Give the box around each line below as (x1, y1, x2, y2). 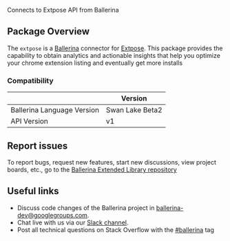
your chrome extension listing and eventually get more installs (7, 59, 183, 67)
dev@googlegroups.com (17, 211, 88, 219)
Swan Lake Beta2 (105, 105, 163, 115)
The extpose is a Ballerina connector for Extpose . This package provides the (7, 44, 223, 52)
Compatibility (7, 76, 54, 85)
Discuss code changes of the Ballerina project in (17, 203, 155, 212)
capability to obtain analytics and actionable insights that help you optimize (7, 51, 220, 59)
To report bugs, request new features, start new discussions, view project (7, 158, 217, 166)
